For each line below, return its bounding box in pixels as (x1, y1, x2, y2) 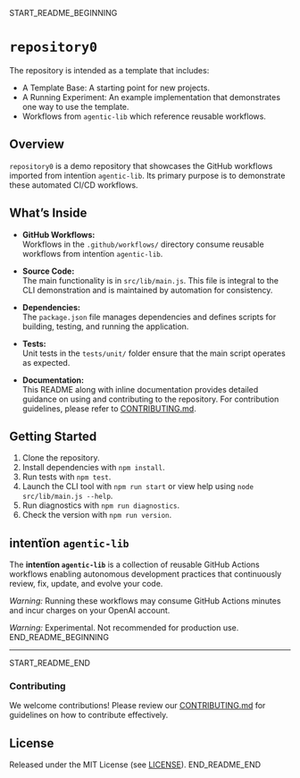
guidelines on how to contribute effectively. (9, 710, 169, 721)
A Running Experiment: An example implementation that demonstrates (21, 91, 281, 102)
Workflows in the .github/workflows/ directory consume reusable (21, 239, 265, 249)
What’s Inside (9, 206, 87, 221)
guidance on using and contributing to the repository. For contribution (21, 393, 279, 404)
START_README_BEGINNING (9, 8, 118, 18)
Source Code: (21, 266, 75, 276)
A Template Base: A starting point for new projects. (21, 82, 210, 93)
